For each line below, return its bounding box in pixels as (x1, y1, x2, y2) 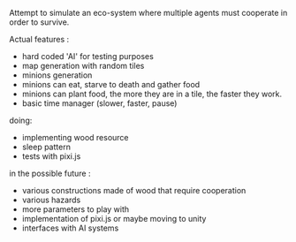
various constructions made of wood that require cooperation (21, 185, 247, 195)
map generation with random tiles (21, 61, 145, 71)
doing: (9, 115, 33, 125)
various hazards (21, 194, 81, 205)
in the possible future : (9, 168, 91, 178)
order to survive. (9, 17, 70, 27)
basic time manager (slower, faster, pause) (21, 98, 178, 109)
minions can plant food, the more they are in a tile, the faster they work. (21, 88, 283, 99)
